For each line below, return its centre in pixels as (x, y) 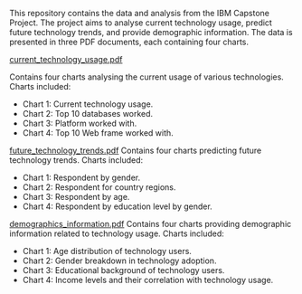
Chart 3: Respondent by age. (76, 197)
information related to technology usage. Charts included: (117, 233)
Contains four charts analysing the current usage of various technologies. (147, 77)
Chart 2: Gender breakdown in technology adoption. (119, 261)
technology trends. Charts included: (76, 160)
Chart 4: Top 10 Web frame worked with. (98, 133)
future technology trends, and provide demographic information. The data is (151, 32)
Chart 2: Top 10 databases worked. (88, 114)
